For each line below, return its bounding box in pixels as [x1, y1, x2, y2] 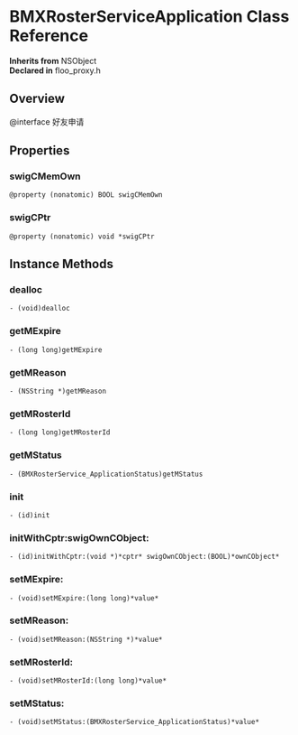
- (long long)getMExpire [9, 345, 103, 354]
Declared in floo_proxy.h [9, 65, 102, 76]
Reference [9, 25, 88, 46]
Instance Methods [9, 256, 114, 272]
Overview [9, 91, 66, 107]
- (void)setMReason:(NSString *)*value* [9, 635, 164, 644]
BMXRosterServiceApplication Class [9, 6, 290, 27]
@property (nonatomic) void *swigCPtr [9, 232, 155, 241]
